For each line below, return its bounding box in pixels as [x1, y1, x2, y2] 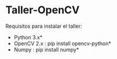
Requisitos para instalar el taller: [5, 23, 83, 30]
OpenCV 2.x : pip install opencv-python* [13, 40, 111, 47]
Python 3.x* [13, 34, 43, 40]
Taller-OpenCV [5, 3, 80, 17]
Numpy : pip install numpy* [13, 46, 79, 53]
